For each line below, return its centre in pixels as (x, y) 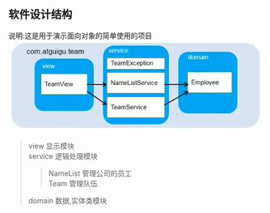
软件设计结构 (40, 15)
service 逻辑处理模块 (63, 156)
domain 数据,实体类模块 (67, 201)
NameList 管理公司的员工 (90, 173)
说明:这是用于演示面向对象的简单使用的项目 (80, 36)
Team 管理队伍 (73, 184)
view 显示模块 (51, 146)
